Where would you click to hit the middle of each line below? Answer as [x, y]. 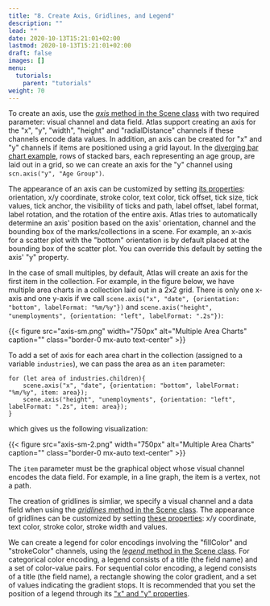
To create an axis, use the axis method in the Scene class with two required [134, 113]
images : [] [27, 61]
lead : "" [23, 31]
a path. [20, 486]
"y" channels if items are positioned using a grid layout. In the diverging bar [134, 148]
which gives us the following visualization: [78, 429]
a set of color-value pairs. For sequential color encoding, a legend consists [133, 568]
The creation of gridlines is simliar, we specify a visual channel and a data [131, 501]
